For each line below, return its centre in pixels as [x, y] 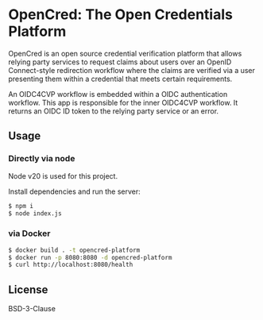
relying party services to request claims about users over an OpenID [120, 62]
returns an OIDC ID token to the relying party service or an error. [114, 111]
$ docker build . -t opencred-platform [74, 250]
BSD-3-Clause [32, 309]
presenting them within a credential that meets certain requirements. [120, 79]
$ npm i [21, 206]
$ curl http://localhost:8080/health [71, 265]
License [28, 289]
